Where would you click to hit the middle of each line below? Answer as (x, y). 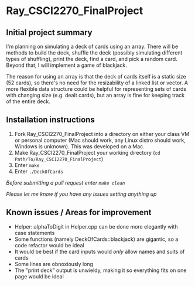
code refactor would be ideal (49, 245)
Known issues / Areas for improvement (79, 212)
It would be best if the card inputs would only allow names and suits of (100, 251)
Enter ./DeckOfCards (39, 171)
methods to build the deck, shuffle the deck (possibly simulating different (94, 53)
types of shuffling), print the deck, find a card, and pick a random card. (92, 59)
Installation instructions (50, 120)
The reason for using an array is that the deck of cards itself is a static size (96, 76)
